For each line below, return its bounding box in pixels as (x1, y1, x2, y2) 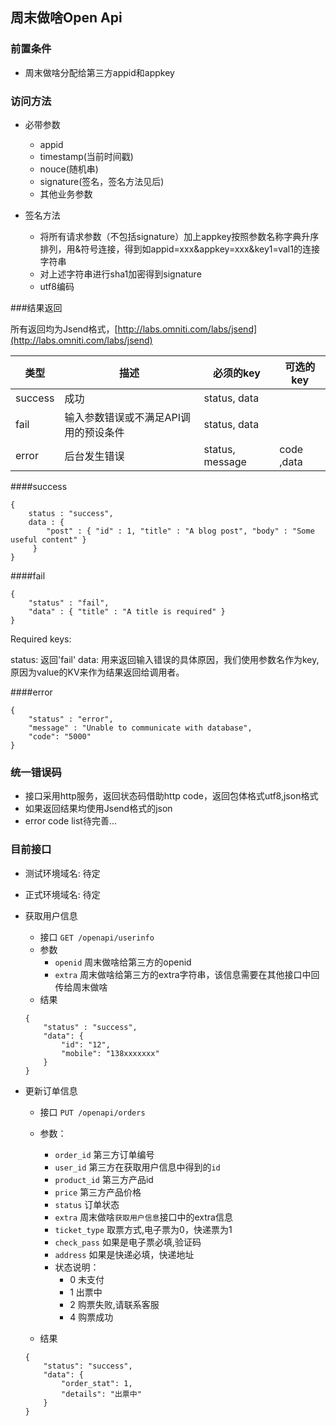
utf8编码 (39, 280, 75, 292)
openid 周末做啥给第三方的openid (54, 956, 192, 968)
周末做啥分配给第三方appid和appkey (24, 66, 175, 78)
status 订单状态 (54, 1198, 120, 1210)
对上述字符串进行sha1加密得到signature (39, 268, 202, 280)
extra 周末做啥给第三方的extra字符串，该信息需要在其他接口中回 (54, 968, 320, 980)
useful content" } (10, 534, 87, 545)
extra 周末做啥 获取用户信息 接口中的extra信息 (54, 1211, 233, 1223)
